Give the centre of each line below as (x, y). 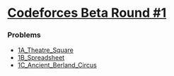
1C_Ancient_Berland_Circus (57, 65)
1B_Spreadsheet (41, 58)
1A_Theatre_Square (46, 50)
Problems (24, 35)
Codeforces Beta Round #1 (87, 13)
